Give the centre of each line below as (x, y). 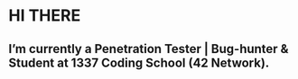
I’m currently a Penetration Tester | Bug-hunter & (149, 49)
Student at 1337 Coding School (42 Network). (139, 62)
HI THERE (45, 16)
